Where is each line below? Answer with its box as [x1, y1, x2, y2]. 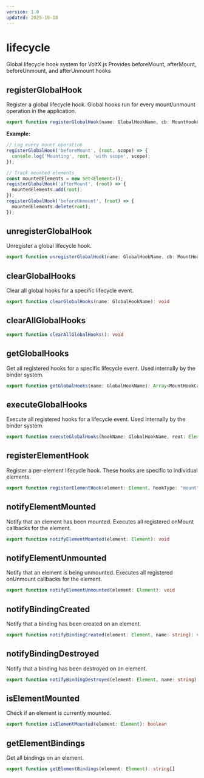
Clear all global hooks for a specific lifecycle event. [6, 287, 134, 295]
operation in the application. [6, 107, 76, 115]
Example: [6, 130, 31, 137]
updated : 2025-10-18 [6, 15, 59, 21]
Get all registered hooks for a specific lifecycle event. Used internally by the [6, 364, 195, 372]
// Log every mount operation [6, 142, 83, 148]
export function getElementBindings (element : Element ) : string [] [6, 766, 175, 772]
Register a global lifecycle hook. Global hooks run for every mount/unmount [6, 101, 195, 108]
